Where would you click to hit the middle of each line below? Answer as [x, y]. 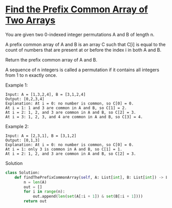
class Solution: [23, 173]
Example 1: [17, 85]
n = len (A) [35, 182]
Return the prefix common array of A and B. [51, 59]
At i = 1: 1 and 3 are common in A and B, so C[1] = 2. [66, 108]
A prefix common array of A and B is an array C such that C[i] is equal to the [85, 44]
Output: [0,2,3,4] [25, 99]
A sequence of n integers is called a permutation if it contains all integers [82, 70]
